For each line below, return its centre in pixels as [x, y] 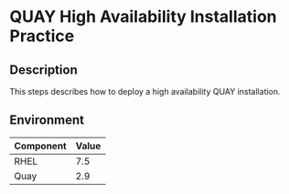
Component [40, 146]
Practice [42, 36]
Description [43, 70]
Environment [47, 120]
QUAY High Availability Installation [143, 17]
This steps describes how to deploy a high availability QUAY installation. [145, 92]
